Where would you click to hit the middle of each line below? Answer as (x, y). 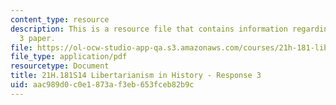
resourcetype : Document (60, 66)
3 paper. (37, 38)
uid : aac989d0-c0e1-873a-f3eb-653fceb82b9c (102, 85)
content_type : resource (60, 19)
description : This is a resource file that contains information (149, 29)
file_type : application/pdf (69, 57)
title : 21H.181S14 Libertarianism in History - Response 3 (136, 76)
